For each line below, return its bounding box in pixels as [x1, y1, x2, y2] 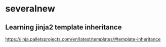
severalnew [5, 3, 56, 14]
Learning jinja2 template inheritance [5, 23, 122, 31]
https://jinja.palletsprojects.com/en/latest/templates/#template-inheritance [5, 36, 161, 42]
